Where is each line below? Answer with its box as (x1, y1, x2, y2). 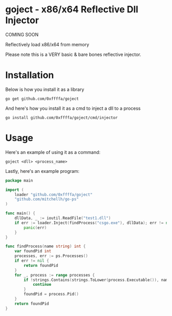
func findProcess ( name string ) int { (5, 244, 86, 249)
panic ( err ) (24, 225, 47, 230)
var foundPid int (14, 249, 52, 254)
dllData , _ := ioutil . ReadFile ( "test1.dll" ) (14, 215, 111, 221)
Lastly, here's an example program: (5, 168, 80, 174)
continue (32, 282, 52, 287)
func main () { (5, 211, 36, 216)
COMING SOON (5, 31, 39, 37)
